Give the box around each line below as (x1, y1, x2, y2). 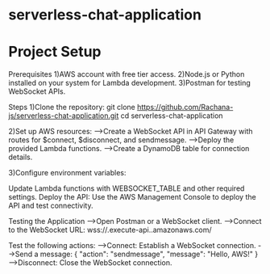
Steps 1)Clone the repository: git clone (8, 103, 135, 112)
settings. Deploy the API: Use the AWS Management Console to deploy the (8, 192, 256, 202)
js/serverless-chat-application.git (8, 111, 119, 120)
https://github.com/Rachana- (136, 103, 234, 112)
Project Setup (8, 43, 102, 61)
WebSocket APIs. (8, 86, 66, 96)
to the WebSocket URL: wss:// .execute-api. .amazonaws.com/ (8, 225, 212, 235)
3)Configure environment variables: (8, 168, 127, 178)
